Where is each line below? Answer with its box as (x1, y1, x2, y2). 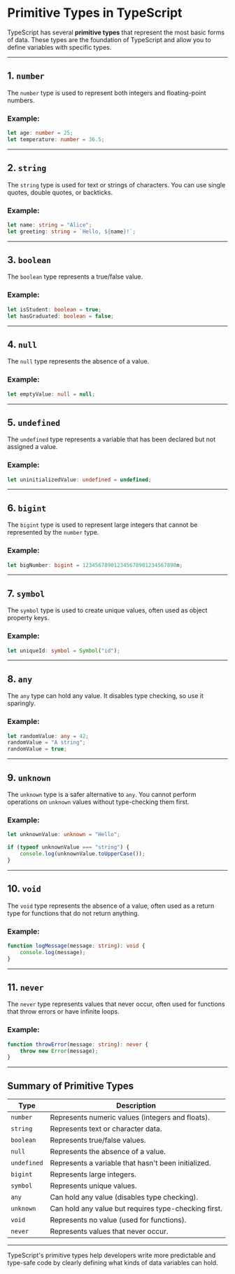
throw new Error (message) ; (20, 1047, 99, 1054)
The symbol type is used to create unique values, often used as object (7, 606, 208, 615)
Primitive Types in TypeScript (7, 5, 183, 21)
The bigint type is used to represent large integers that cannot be (7, 521, 198, 529)
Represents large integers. (50, 1169, 136, 1179)
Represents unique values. (50, 1181, 137, 1191)
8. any (7, 673, 33, 685)
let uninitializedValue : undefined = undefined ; (7, 476, 152, 483)
